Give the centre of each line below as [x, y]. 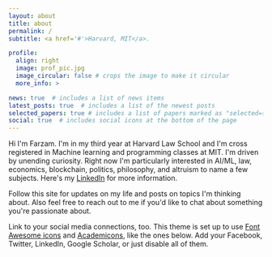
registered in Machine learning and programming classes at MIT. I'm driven [134, 152]
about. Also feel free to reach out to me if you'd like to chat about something [136, 203]
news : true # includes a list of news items [86, 98]
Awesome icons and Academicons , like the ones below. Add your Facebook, [136, 235]
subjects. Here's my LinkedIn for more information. [93, 178]
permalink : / [30, 31]
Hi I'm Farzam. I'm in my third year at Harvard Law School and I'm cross [128, 143]
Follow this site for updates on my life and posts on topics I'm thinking [125, 194]
